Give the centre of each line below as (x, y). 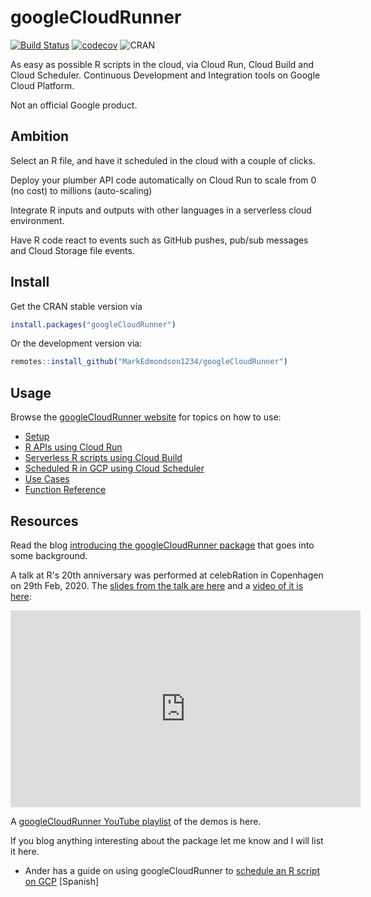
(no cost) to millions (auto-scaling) (81, 190)
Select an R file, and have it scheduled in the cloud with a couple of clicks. (163, 160)
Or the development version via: (76, 343)
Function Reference (65, 490)
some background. (49, 555)
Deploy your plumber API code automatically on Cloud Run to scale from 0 (163, 180)
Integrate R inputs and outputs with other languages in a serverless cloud (161, 210)
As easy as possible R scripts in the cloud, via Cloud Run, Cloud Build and (162, 64)
